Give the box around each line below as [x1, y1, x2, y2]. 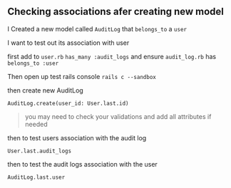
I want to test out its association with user [7, 38, 130, 47]
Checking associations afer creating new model [7, 6, 225, 18]
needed [24, 120, 48, 128]
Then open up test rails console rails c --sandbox [7, 72, 157, 80]
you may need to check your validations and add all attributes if [24, 112, 212, 120]
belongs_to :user [7, 60, 59, 67]
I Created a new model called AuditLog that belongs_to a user [7, 24, 188, 33]
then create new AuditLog [7, 85, 83, 95]
